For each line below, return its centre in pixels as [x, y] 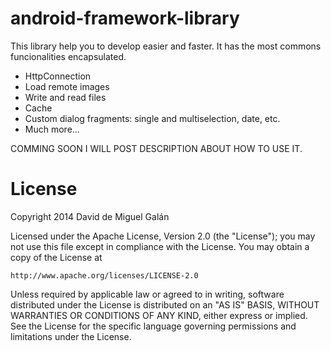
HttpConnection [58, 76]
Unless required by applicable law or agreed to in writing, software [147, 294]
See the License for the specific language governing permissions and [153, 326]
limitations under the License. [71, 336]
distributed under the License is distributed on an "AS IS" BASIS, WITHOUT [165, 304]
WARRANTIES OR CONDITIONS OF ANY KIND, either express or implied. [159, 315]
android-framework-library [125, 18]
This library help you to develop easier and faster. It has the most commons [166, 46]
